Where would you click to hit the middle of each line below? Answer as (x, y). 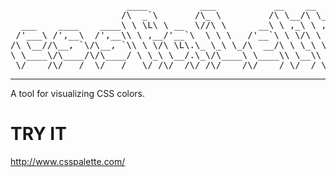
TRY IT (38, 134)
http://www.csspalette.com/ (68, 161)
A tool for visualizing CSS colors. (78, 93)
